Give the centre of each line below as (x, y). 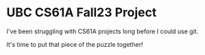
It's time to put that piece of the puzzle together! (75, 44)
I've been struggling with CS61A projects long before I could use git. (102, 31)
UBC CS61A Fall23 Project (82, 13)
